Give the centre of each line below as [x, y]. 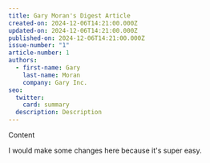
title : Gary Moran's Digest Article [69, 16]
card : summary [46, 105]
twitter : [30, 97]
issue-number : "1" [39, 46]
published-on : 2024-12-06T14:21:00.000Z [77, 38]
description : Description [59, 113]
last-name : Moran [52, 75]
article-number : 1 [39, 53]
